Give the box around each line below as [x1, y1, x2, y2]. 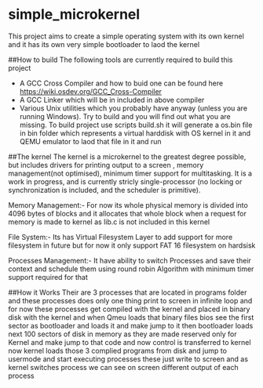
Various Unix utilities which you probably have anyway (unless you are [19, 103, 248, 113]
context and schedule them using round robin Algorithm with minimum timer [8, 264, 254, 274]
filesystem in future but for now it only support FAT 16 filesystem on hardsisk [8, 241, 256, 250]
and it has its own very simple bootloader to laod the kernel [8, 39, 200, 49]
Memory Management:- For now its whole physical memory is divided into [8, 200, 249, 209]
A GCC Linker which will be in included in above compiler [19, 95, 205, 104]
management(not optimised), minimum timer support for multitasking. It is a [8, 169, 253, 178]
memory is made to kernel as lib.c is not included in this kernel [8, 217, 210, 227]
